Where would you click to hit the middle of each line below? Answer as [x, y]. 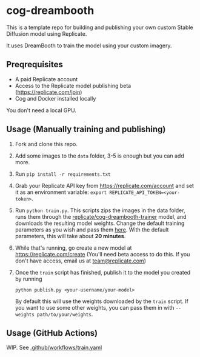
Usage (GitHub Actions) [52, 333]
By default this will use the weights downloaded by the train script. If [102, 301]
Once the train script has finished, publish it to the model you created [103, 272]
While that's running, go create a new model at [73, 248]
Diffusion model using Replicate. [47, 33]
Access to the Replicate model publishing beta [73, 85]
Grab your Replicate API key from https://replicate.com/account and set [104, 185]
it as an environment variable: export [61, 192]
